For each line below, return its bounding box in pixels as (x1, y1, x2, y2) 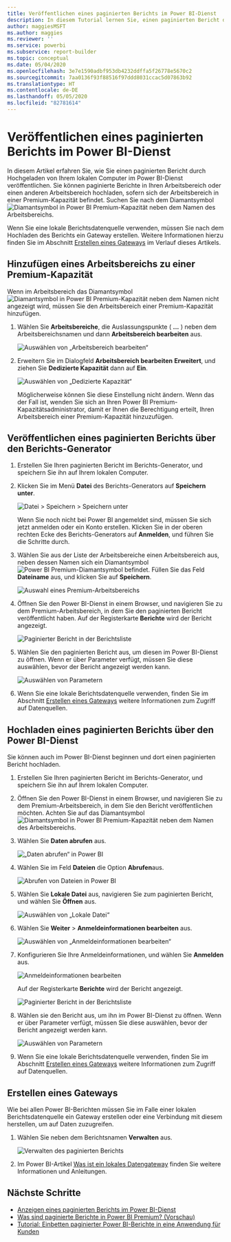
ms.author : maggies (7, 29, 63, 36)
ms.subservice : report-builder (7, 49, 97, 56)
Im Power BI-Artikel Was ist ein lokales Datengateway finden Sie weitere (16, 1160, 221, 1168)
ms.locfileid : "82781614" (7, 100, 81, 107)
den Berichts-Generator (7, 443, 112, 455)
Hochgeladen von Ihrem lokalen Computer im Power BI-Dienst (7, 173, 184, 182)
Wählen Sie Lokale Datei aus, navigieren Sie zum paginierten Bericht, (16, 890, 214, 898)
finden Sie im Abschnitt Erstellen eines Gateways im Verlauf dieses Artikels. (7, 238, 221, 246)
